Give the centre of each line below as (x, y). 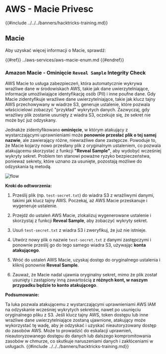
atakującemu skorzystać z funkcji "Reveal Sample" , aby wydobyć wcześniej (83, 151)
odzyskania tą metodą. (28, 167)
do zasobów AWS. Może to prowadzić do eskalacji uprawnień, (69, 331)
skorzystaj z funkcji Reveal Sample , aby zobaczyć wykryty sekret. (80, 221)
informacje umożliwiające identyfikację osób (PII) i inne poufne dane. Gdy (81, 94)
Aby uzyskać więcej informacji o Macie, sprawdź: (56, 50)
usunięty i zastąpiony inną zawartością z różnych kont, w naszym (80, 280)
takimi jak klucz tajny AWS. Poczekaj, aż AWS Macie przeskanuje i (80, 201)
